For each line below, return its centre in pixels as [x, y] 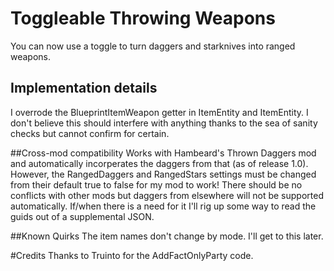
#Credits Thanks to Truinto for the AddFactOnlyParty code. [132, 255]
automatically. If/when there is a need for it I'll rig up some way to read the [163, 206]
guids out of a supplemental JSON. [82, 216]
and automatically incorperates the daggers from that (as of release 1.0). [159, 163]
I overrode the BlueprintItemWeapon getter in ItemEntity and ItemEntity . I [159, 112]
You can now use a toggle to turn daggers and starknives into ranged [153, 46]
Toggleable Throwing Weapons [143, 18]
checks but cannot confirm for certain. [90, 133]
